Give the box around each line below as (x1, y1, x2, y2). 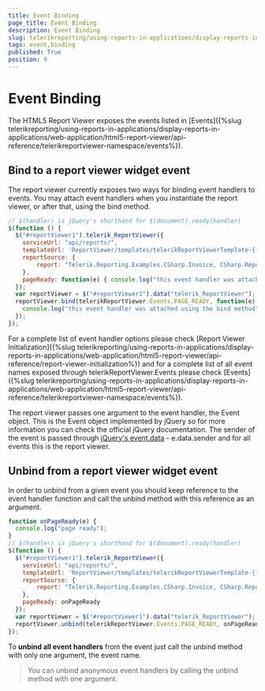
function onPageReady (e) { (8, 517, 97, 525)
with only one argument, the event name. (8, 650, 142, 659)
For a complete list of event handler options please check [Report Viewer (8, 333, 246, 344)
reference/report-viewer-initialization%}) (8, 359, 140, 368)
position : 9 (8, 56, 47, 64)
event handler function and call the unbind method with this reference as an (8, 494, 255, 503)
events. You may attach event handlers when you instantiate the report (8, 193, 238, 202)
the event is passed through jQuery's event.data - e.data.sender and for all (8, 433, 251, 442)
